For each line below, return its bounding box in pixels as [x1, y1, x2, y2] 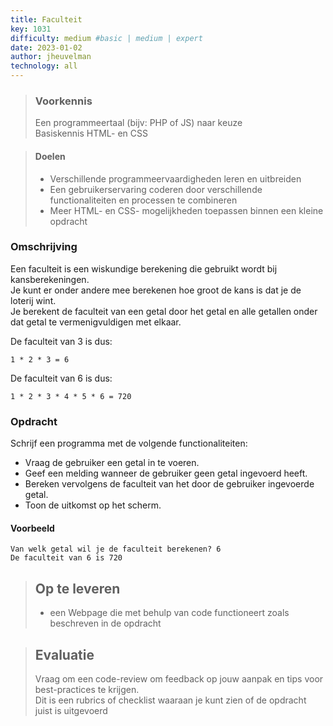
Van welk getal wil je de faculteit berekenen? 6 [10, 544, 222, 555]
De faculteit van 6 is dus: [10, 372, 113, 384]
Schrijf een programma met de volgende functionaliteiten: [10, 437, 248, 450]
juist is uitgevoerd [34, 704, 108, 716]
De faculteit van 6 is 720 [10, 553, 123, 563]
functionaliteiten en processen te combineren [49, 194, 238, 206]
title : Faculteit [10, 14, 83, 25]
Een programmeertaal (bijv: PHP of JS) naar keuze [34, 117, 243, 129]
